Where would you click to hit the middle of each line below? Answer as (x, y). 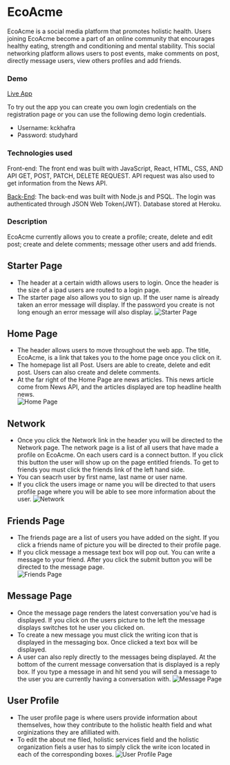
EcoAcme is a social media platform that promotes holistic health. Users (109, 31)
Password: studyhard (47, 135)
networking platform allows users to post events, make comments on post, (113, 53)
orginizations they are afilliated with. (69, 732)
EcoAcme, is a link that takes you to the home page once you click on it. (119, 358)
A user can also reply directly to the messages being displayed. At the (116, 657)
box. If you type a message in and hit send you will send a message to (117, 672)
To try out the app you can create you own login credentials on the (102, 107)
